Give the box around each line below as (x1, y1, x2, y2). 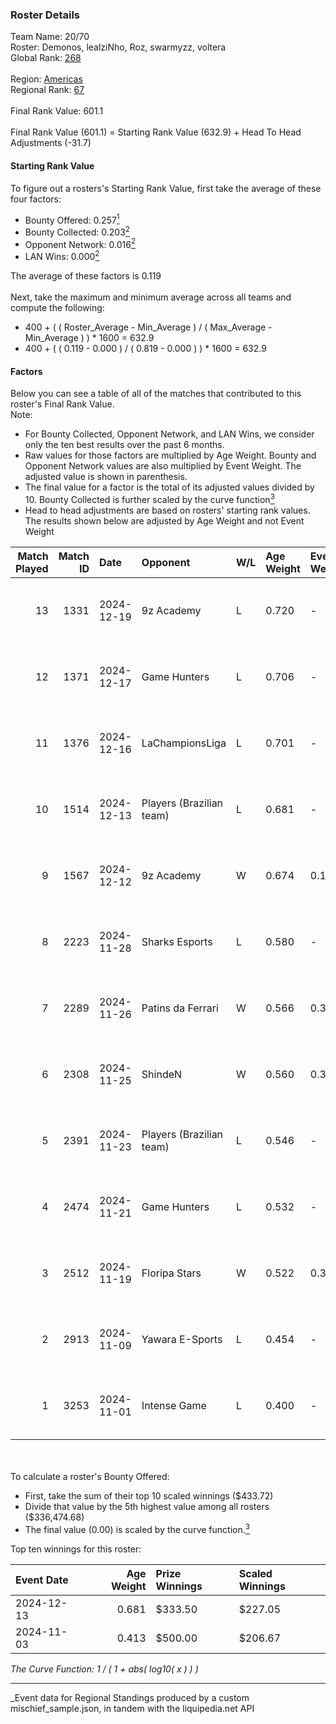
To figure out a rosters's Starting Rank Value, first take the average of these (10, 182, 322, 194)
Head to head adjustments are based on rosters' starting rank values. (24, 504, 311, 516)
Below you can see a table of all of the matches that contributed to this (10, 388, 302, 400)
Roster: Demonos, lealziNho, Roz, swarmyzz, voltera (10, 41, 227, 53)
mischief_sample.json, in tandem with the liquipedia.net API (10, 1702, 255, 1714)
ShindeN (141, 1067, 183, 1081)
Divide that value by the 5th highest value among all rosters (24, 1500, 270, 1512)
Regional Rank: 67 (10, 84, 85, 96)
